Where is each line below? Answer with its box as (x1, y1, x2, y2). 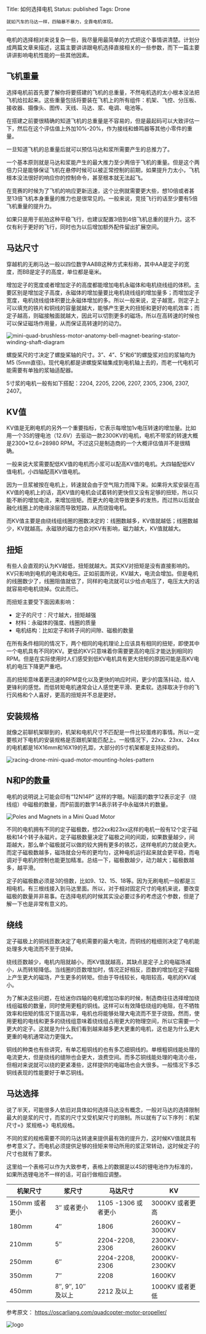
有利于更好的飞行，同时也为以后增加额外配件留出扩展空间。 (11, 223, 162, 231)
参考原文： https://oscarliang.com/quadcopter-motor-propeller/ (6, 1308, 167, 1316)
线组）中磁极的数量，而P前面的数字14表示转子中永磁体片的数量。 (6, 800, 172, 808)
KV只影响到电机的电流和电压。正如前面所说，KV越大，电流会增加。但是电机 (6, 570, 199, 577)
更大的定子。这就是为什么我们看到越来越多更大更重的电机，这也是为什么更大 (6, 1025, 200, 1032)
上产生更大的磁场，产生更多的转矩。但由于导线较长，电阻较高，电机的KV (6, 973, 191, 981)
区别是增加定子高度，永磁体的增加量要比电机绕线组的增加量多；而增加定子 (11, 288, 200, 296)
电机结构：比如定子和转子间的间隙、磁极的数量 (15, 626, 134, 634)
